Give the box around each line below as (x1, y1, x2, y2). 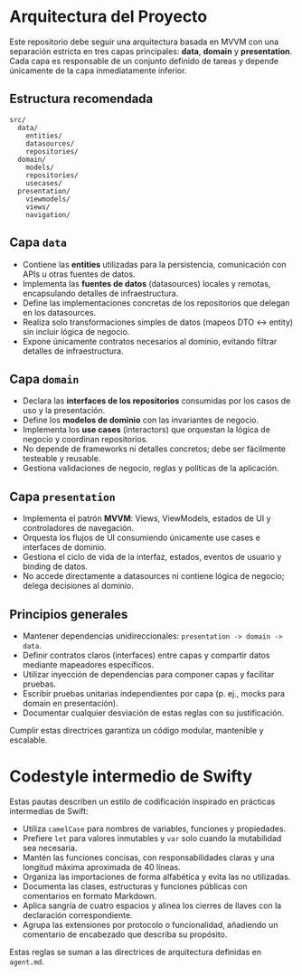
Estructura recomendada (9, 91, 154, 107)
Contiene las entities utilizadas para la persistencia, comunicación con (22, 259, 287, 270)
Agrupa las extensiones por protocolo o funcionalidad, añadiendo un (22, 919, 278, 930)
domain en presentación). (22, 698, 119, 708)
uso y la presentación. (22, 405, 106, 416)
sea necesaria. (22, 842, 78, 853)
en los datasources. (22, 307, 97, 317)
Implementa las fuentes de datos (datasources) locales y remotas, (22, 278, 271, 289)
